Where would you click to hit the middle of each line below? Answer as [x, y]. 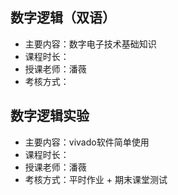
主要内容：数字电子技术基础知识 [90, 44]
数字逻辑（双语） [63, 18]
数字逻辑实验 [50, 116]
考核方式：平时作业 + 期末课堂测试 [96, 179]
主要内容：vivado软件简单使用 [87, 142]
